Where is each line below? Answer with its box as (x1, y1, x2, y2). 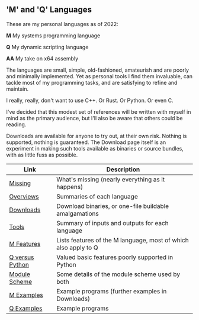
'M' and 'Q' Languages (6, 5, 92, 15)
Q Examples (9, 304, 43, 312)
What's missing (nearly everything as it (56, 175, 165, 183)
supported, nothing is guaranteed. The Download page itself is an (6, 139, 166, 146)
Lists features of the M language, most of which (56, 236, 189, 244)
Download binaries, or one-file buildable (56, 201, 169, 210)
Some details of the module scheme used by (56, 270, 181, 278)
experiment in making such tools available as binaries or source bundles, (6, 145, 184, 152)
